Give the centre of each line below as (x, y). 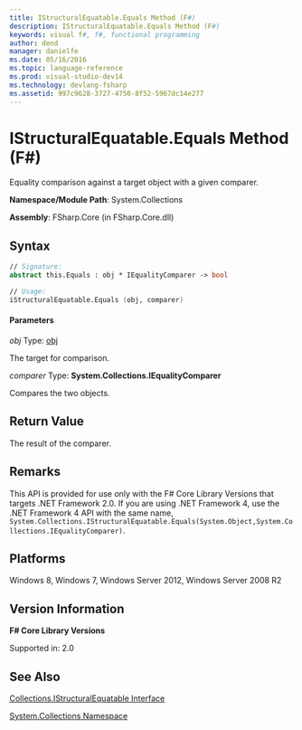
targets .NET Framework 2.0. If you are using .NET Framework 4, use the (145, 503)
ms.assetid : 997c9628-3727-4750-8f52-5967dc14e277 (107, 93)
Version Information (67, 608)
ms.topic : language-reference (66, 69)
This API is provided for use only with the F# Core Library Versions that (142, 493)
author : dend (34, 43)
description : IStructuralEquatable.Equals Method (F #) (115, 26)
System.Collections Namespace (69, 716)
